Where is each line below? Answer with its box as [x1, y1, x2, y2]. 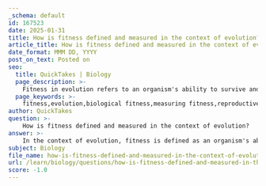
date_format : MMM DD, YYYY [8, 48, 97, 56]
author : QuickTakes [8, 108, 73, 116]
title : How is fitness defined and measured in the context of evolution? [8, 33, 260, 42]
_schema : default [8, 11, 66, 20]
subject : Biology [8, 144, 66, 152]
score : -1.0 [8, 166, 47, 174]
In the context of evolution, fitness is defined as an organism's [22, 136, 249, 145]
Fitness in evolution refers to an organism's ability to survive [22, 85, 246, 93]
